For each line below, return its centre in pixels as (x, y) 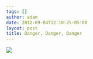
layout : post (22, 28)
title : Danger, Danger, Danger (44, 34)
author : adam (22, 17)
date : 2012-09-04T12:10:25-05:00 (47, 22)
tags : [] (17, 12)
